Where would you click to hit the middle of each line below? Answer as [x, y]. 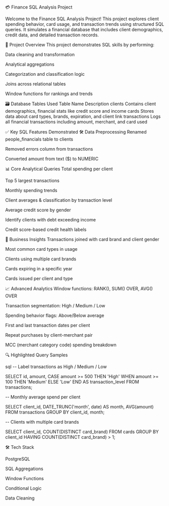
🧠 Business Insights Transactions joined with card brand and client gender [82, 239]
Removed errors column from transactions [49, 149]
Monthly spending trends [31, 190]
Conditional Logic [23, 488]
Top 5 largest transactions [32, 180]
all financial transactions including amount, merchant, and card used [76, 122]
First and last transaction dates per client [48, 325]
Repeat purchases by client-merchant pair [49, 335]
